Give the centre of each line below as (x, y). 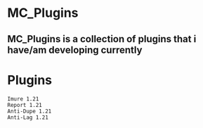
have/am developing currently (75, 50)
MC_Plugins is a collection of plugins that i (102, 39)
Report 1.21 (25, 105)
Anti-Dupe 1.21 (30, 111)
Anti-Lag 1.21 (28, 117)
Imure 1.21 (23, 99)
